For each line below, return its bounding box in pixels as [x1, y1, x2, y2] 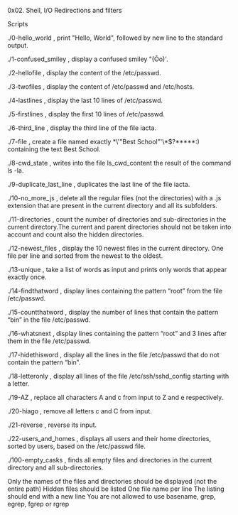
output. [7, 41, 28, 49]
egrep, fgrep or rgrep [7, 500, 70, 508]
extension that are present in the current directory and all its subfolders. [7, 202, 218, 210]
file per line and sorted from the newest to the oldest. [7, 251, 163, 260]
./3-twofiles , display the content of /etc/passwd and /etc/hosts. [7, 82, 195, 91]
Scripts [7, 20, 28, 28]
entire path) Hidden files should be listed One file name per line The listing [7, 484, 225, 493]
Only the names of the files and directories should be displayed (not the [7, 477, 217, 485]
